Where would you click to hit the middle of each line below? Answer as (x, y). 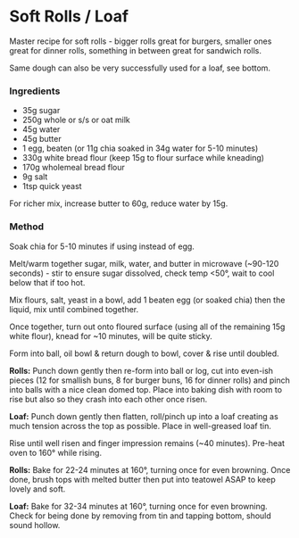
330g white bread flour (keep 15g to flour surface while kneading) (143, 158)
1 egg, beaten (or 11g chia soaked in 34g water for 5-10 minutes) (140, 148)
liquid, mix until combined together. (74, 309)
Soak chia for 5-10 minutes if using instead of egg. (102, 246)
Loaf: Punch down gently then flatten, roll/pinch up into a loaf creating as (144, 416)
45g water (41, 129)
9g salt (35, 177)
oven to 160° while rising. (56, 452)
